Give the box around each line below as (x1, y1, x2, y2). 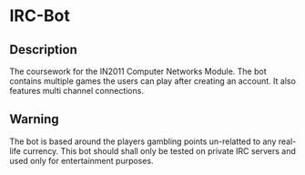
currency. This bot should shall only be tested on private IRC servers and (22, 145, 296, 156)
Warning (9, 111, 59, 128)
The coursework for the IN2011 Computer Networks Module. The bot (9, 66, 267, 77)
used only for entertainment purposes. (9, 155, 154, 166)
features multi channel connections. (9, 86, 144, 96)
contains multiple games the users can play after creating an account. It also (9, 76, 296, 87)
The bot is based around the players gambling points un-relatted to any (9, 136, 277, 147)
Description (9, 42, 77, 57)
